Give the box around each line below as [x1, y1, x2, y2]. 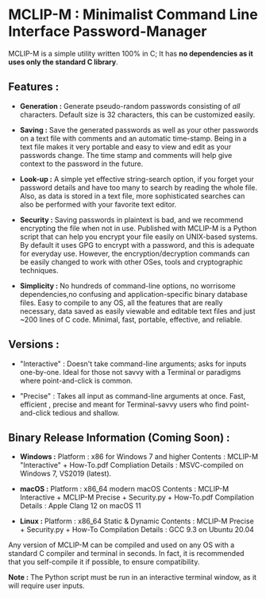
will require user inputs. [8, 581, 85, 591]
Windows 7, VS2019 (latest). [19, 469, 112, 478]
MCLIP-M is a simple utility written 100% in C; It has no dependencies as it [8, 48, 254, 58]
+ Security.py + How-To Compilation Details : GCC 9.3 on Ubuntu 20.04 [19, 525, 254, 534]
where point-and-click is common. [19, 376, 133, 385]
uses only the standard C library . [8, 57, 119, 67]
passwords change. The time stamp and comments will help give [19, 150, 233, 160]
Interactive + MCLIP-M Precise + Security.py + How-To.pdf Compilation [19, 492, 254, 502]
